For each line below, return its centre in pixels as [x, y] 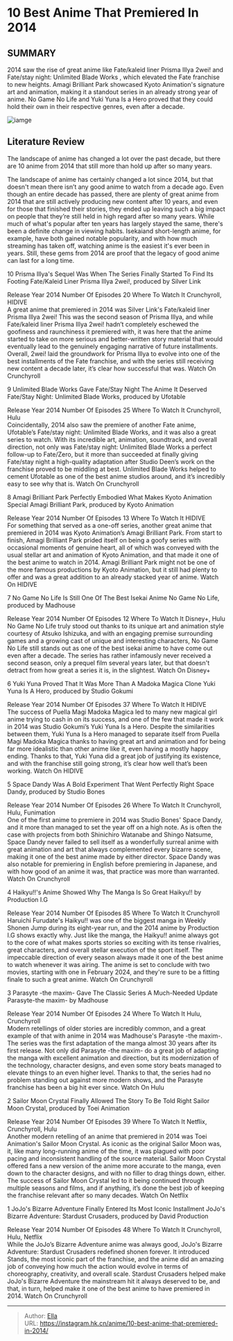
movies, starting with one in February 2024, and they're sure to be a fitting [113, 972]
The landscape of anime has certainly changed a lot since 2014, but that [110, 179]
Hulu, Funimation [31, 812]
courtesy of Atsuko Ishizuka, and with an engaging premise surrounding [110, 633]
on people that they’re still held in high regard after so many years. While [111, 216]
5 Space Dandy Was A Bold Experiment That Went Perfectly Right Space [111, 784]
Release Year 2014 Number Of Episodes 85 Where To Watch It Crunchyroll [113, 913]
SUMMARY [32, 53]
